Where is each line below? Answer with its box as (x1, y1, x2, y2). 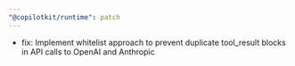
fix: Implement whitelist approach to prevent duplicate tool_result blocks (20, 37, 286, 48)
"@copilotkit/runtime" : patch (8, 12, 121, 22)
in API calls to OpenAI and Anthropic (20, 46, 155, 57)
